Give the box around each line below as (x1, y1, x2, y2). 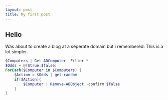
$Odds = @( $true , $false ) (5, 63, 57, 68)
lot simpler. (5, 49, 28, 55)
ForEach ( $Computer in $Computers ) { (5, 68, 82, 73)
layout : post (5, 7, 33, 12)
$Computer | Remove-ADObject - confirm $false (23, 82, 120, 87)
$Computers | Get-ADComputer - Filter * (5, 58, 89, 64)
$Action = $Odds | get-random (14, 72, 78, 77)
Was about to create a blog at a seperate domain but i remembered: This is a (5, 43, 163, 50)
